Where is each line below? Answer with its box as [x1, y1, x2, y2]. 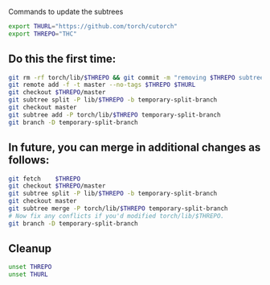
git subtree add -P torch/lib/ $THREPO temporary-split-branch [8, 110, 221, 119]
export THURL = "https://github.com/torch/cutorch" [8, 23, 178, 31]
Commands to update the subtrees [8, 7, 124, 16]
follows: [8, 153, 50, 167]
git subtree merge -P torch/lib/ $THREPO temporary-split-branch [8, 204, 228, 213]
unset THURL [8, 271, 48, 279]
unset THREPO [8, 263, 52, 271]
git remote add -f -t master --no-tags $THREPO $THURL [8, 81, 196, 89]
